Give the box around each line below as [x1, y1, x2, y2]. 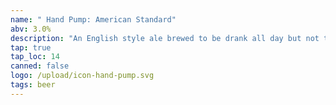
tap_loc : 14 [10, 52, 60, 62]
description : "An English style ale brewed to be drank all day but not [10, 33, 320, 43]
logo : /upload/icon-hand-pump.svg [10, 71, 155, 81]
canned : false [10, 61, 70, 71]
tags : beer [10, 80, 56, 90]
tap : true [10, 42, 52, 53]
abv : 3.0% [10, 24, 52, 34]
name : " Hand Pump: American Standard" [10, 14, 177, 25]
